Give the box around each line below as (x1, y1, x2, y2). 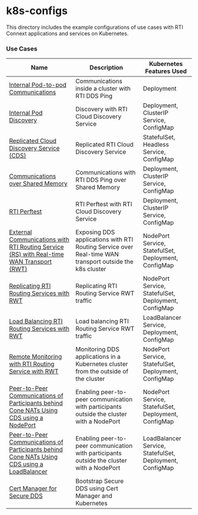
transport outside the (75, 257, 134, 266)
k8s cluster (75, 265, 107, 273)
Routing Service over (75, 243, 134, 251)
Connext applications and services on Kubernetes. (6, 29, 129, 37)
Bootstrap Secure (75, 477, 124, 486)
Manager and (75, 492, 113, 500)
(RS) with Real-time (9, 250, 64, 259)
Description (89, 64, 124, 72)
